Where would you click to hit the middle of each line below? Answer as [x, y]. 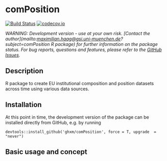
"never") [15, 136]
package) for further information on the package [106, 44]
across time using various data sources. [47, 89]
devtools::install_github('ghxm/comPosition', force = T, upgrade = [81, 132]
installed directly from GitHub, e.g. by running [53, 122]
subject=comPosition [28, 44]
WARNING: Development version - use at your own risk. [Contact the [78, 33]
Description [24, 71]
